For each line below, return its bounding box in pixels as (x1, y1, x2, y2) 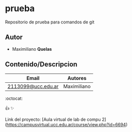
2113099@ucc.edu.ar (7, 83, 59, 90)
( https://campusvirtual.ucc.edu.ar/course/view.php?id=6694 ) (5, 121, 128, 127)
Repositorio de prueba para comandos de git (5, 19, 95, 25)
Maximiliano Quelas (12, 46, 52, 52)
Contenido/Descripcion (5, 60, 78, 69)
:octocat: (5, 95, 23, 101)
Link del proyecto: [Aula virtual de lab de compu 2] (5, 116, 106, 122)
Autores (67, 75, 86, 81)
